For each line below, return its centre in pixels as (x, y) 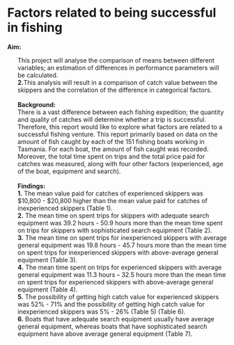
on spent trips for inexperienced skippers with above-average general (118, 252)
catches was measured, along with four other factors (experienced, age (120, 163)
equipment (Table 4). (47, 289)
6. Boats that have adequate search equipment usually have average (116, 319)
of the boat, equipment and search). (69, 171)
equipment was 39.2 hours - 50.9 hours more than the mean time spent (120, 223)
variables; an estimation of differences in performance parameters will (118, 67)
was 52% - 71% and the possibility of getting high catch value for (111, 304)
